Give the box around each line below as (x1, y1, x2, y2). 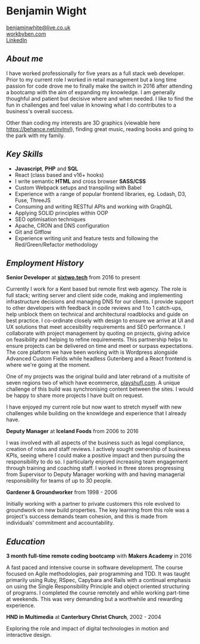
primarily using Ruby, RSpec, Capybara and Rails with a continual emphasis (6, 577, 191, 584)
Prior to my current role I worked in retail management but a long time (6, 76, 177, 83)
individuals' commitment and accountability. (6, 519, 114, 527)
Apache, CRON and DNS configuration (14, 222, 110, 229)
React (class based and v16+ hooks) (14, 171, 104, 178)
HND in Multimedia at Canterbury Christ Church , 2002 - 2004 (6, 614, 162, 621)
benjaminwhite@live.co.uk (6, 24, 71, 31)
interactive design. (6, 631, 52, 639)
